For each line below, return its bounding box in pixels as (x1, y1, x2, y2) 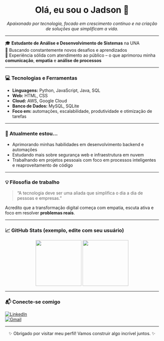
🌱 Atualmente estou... (5, 130, 58, 137)
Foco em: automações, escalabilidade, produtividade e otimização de (12, 108, 152, 114)
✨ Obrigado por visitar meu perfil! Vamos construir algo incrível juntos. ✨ (8, 331, 156, 337)
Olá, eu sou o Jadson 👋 (35, 4, 129, 16)
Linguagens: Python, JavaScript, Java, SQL (12, 87, 101, 93)
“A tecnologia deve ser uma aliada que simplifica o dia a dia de (17, 190, 143, 196)
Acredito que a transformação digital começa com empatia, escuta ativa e (5, 205, 154, 211)
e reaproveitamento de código (12, 162, 73, 168)
